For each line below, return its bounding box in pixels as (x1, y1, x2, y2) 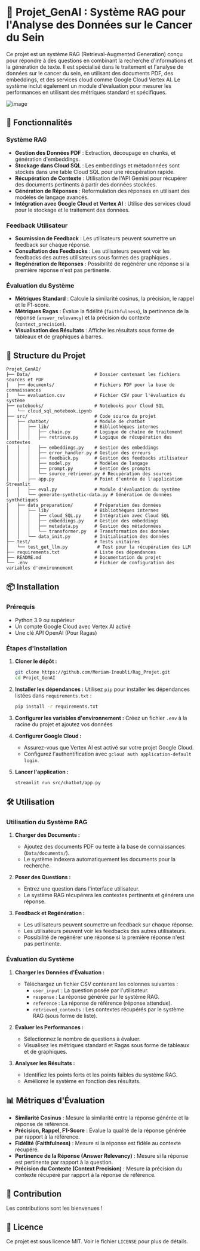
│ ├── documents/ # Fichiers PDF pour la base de (6, 382, 175, 388)
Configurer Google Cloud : (14, 732, 82, 739)
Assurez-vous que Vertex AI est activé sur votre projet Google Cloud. (23, 744, 194, 751)
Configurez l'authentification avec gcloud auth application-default (23, 750, 192, 757)
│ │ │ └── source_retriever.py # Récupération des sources (6, 471, 172, 477)
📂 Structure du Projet (6, 350, 86, 360)
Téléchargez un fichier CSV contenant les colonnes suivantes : (23, 980, 178, 987)
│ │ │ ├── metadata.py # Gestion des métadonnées (6, 523, 162, 530)
